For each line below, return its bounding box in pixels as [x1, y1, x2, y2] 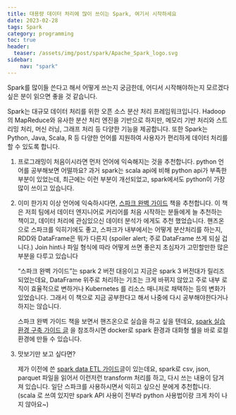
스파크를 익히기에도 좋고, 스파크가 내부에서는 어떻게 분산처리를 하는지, [30, 225, 223, 234]
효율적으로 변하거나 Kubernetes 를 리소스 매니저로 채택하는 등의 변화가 [30, 284, 226, 293]
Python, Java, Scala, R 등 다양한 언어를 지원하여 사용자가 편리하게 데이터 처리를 [7, 133, 228, 142]
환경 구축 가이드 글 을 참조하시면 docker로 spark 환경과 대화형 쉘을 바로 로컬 [17, 325, 229, 334]
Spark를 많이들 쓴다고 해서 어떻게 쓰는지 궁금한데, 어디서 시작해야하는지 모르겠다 [7, 83, 230, 92]
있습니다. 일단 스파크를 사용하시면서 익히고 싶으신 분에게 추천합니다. [25, 382, 211, 390]
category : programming [7, 30, 74, 37]
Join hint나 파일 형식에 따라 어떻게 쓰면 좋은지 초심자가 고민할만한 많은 [35, 243, 229, 251]
